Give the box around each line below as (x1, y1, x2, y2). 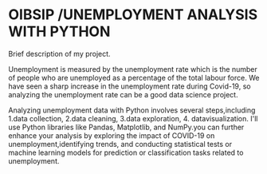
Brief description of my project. (8, 49, 111, 58)
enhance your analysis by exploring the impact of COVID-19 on (8, 130, 215, 140)
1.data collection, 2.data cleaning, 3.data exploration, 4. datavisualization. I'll (8, 113, 258, 123)
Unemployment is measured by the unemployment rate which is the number (8, 64, 257, 73)
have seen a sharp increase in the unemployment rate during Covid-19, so (8, 81, 251, 91)
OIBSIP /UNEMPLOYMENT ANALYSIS (8, 6, 258, 24)
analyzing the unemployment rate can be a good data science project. (8, 89, 238, 99)
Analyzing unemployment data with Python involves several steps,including (8, 105, 256, 115)
